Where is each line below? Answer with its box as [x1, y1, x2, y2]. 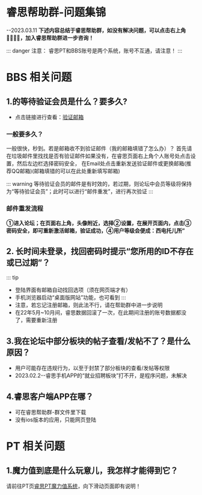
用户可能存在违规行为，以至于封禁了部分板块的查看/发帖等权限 [14, 365, 170, 372]
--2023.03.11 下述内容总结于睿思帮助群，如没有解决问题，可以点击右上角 [6, 27, 186, 34]
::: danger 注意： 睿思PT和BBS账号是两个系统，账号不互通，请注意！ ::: [6, 46, 182, 54]
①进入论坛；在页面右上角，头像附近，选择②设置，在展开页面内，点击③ [6, 219, 192, 226]
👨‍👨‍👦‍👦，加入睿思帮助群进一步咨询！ [6, 34, 94, 41]
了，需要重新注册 [14, 316, 58, 324]
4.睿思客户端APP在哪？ [6, 391, 94, 401]
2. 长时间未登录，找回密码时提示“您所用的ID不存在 [6, 246, 194, 257]
